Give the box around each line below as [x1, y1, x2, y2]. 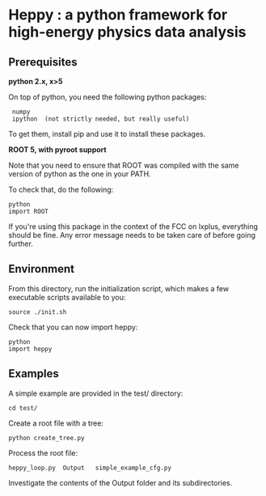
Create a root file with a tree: [8, 418, 103, 428]
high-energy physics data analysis [8, 23, 247, 41]
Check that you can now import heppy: [8, 322, 138, 332]
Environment [8, 262, 75, 276]
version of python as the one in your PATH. [8, 169, 151, 179]
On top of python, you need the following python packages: [8, 92, 207, 102]
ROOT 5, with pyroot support [8, 145, 107, 155]
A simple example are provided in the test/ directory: [8, 388, 184, 398]
